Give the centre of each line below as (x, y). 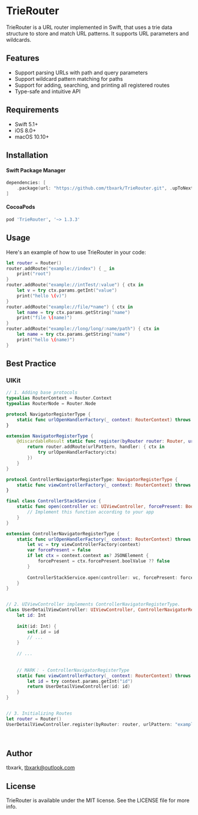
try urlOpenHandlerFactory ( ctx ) (77, 453)
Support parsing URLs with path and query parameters (81, 73)
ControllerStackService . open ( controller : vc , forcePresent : (103, 577)
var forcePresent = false (59, 550)
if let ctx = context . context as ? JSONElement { (88, 556)
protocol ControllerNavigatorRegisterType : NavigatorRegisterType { (92, 479)
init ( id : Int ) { (37, 626)
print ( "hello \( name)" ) (46, 340)
